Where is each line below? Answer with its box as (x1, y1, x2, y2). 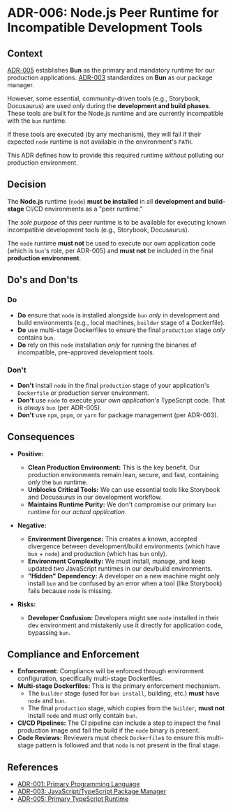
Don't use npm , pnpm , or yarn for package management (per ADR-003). (17, 410, 218, 419)
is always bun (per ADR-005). (17, 403, 103, 412)
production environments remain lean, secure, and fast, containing (27, 470, 219, 479)
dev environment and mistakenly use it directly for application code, (27, 621, 223, 629)
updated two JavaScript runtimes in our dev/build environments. (27, 564, 213, 573)
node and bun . (27, 696, 66, 705)
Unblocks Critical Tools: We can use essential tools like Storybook (27, 485, 220, 493)
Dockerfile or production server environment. (17, 389, 149, 397)
